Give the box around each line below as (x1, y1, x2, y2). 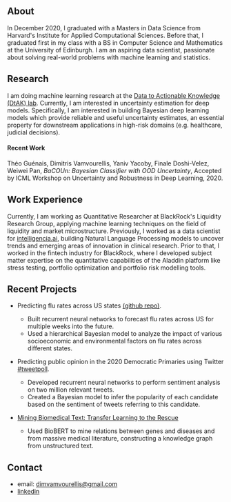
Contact (7, 461, 43, 473)
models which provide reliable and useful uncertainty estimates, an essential (7, 113, 225, 121)
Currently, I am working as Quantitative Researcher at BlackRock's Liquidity (7, 212, 222, 220)
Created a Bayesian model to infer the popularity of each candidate (27, 393, 219, 401)
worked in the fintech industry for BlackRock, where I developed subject (7, 248, 212, 257)
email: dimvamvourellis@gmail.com (17, 480, 118, 488)
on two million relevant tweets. (27, 385, 115, 394)
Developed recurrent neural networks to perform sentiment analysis (27, 379, 221, 387)
